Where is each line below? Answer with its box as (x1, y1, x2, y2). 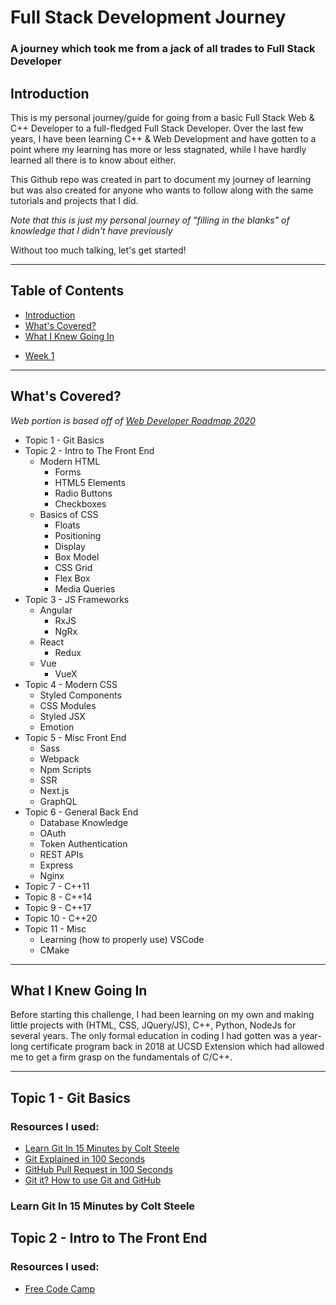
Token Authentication (39, 837, 128, 850)
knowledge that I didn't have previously (10, 224, 173, 236)
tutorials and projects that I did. (10, 194, 139, 206)
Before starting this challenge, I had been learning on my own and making (10, 1009, 315, 1021)
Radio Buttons (54, 487, 113, 499)
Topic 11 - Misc (24, 922, 87, 935)
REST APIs (39, 848, 84, 860)
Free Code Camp (24, 1282, 96, 1295)
